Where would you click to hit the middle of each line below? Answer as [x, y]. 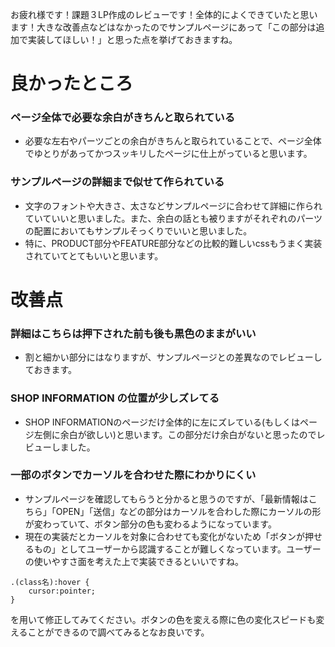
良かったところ [72, 84]
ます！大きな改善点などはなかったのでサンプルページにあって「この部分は [163, 27]
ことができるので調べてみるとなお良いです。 [118, 632]
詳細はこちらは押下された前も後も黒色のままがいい [133, 333]
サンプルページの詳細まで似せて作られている [117, 182]
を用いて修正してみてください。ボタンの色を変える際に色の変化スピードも [163, 619]
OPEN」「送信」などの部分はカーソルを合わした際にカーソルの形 [188, 511]
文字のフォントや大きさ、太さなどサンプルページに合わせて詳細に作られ [173, 205]
